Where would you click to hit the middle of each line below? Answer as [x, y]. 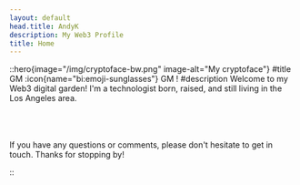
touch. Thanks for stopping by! [67, 155]
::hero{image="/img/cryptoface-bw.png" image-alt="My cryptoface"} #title [150, 69]
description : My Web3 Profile [67, 35]
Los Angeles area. [43, 98]
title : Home [32, 43]
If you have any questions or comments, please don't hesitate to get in [141, 145]
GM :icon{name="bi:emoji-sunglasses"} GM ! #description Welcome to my [149, 79]
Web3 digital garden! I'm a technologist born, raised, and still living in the [146, 88]
